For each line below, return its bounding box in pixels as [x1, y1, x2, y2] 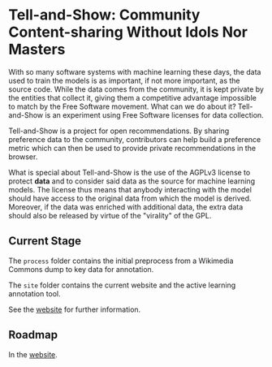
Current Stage [8, 234, 82, 248]
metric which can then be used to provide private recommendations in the [8, 143, 257, 153]
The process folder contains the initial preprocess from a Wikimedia [8, 256, 234, 266]
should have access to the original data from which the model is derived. [8, 193, 252, 203]
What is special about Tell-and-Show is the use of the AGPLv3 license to [8, 167, 251, 177]
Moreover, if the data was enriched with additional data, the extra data [8, 201, 244, 212]
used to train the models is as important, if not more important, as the [8, 76, 240, 85]
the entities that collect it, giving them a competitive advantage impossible [8, 93, 257, 102]
